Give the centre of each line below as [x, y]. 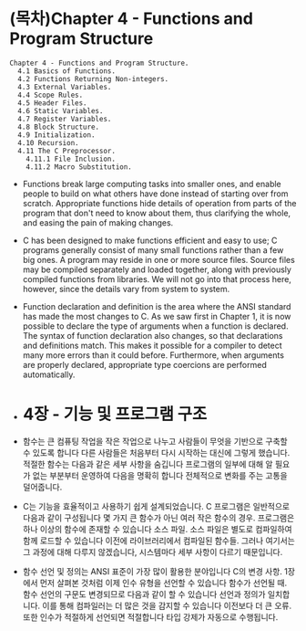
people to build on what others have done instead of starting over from [155, 194]
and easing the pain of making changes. [98, 222]
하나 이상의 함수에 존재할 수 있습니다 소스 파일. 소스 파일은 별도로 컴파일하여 [158, 529]
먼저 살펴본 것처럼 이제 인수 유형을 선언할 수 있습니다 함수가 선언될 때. [163, 583]
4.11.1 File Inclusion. [71, 159]
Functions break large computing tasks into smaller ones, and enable [152, 184]
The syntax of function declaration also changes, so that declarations [153, 335]
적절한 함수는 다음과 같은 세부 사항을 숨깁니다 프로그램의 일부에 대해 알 [148, 464]
